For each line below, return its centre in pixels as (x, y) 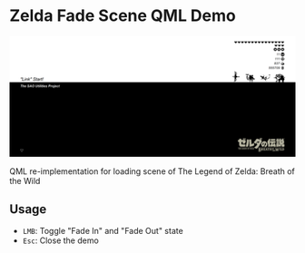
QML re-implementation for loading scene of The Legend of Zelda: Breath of (152, 171)
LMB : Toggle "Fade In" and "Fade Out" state (103, 231)
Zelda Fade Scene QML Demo (123, 16)
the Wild (25, 180)
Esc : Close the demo (61, 240)
